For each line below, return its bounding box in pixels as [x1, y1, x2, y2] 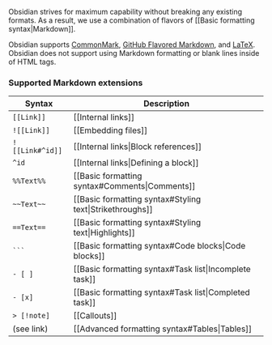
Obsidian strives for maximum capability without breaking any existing [8, 7, 243, 16]
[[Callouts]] [73, 310, 117, 322]
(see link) [12, 323, 49, 334]
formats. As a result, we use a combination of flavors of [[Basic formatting [8, 15, 255, 25]
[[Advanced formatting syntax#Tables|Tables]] [73, 323, 253, 334]
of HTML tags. [8, 57, 57, 66]
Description [142, 98, 190, 109]
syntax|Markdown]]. [8, 24, 76, 33]
